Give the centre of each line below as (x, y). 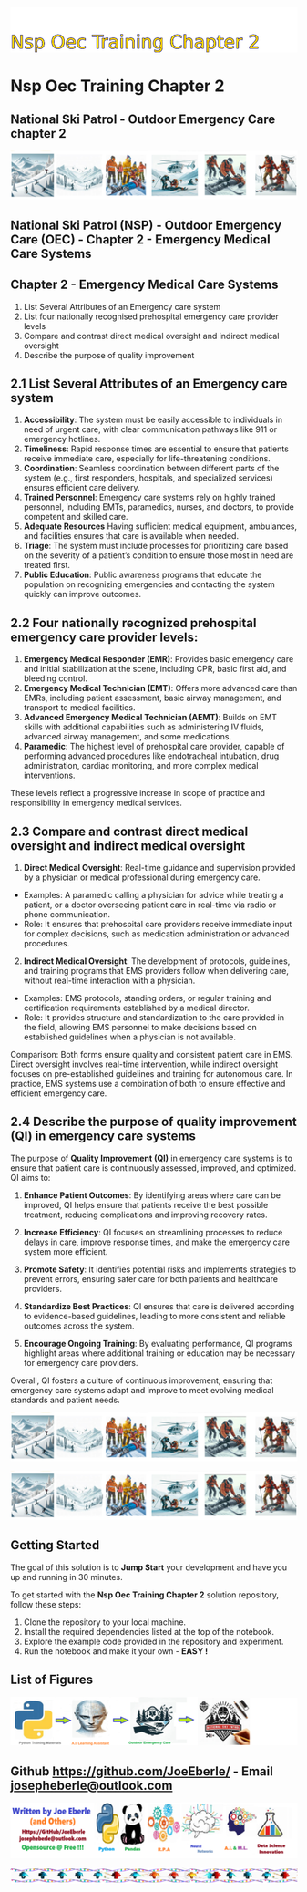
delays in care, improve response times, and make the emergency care (157, 1242)
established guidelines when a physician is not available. (129, 1037)
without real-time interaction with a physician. (109, 980)
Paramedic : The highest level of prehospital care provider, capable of (154, 747)
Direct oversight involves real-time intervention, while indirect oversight (144, 1064)
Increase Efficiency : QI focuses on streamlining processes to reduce (153, 1232)
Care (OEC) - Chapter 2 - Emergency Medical (141, 239)
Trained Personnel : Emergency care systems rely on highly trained (149, 497)
